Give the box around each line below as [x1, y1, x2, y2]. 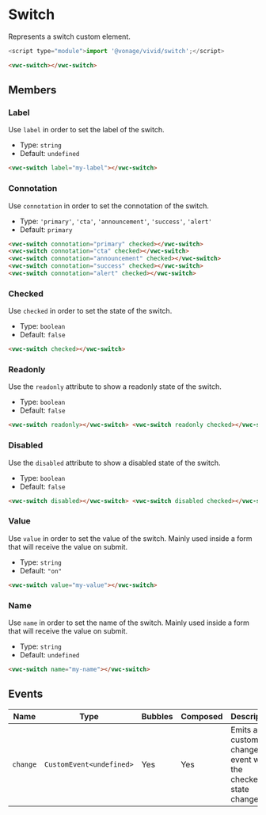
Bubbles [141, 710, 173, 722]
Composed [180, 710, 223, 722]
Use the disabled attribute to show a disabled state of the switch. [8, 458, 221, 467]
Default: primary [19, 224, 73, 234]
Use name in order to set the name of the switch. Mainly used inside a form [8, 618, 249, 627]
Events [8, 687, 44, 701]
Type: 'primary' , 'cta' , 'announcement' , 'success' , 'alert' [19, 216, 212, 226]
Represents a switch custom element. [8, 32, 131, 41]
